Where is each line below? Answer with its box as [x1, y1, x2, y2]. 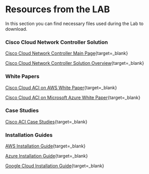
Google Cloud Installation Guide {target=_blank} [5, 163, 104, 169]
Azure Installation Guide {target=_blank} [5, 153, 88, 159]
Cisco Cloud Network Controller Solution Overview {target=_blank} [5, 60, 144, 66]
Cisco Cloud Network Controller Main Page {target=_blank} [5, 50, 128, 57]
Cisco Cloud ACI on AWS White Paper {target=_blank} [5, 84, 117, 90]
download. [5, 26, 27, 32]
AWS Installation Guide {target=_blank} [5, 143, 86, 149]
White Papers [5, 73, 40, 80]
